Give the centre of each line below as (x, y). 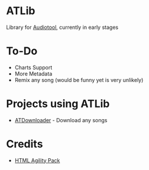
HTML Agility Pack (37, 160)
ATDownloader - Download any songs (61, 120)
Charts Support (33, 67)
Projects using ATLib (58, 104)
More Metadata (33, 73)
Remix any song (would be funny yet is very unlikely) (79, 80)
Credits (25, 144)
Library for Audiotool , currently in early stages (62, 27)
